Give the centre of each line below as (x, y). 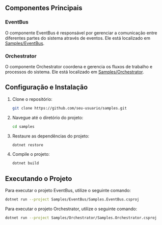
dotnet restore (28, 145)
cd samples (23, 127)
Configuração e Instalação (46, 87)
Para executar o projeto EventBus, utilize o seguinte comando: (68, 191)
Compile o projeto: (31, 154)
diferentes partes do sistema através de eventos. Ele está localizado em (78, 38)
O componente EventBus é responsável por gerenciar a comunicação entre (81, 33)
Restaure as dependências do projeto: (51, 136)
